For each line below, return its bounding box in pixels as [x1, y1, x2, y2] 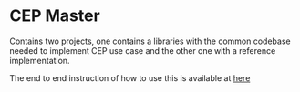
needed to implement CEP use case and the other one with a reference [9, 45, 276, 56]
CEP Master [9, 5, 100, 26]
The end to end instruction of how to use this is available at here [9, 72, 251, 83]
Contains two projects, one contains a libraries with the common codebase [9, 36, 291, 46]
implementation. [9, 55, 70, 66]
